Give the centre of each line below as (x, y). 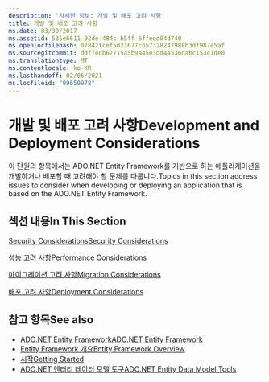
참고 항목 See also (51, 320)
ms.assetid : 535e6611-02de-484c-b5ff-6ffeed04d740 (95, 38)
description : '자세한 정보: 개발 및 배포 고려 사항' (87, 16)
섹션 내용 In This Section (67, 221)
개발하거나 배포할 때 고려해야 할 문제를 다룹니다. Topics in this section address (133, 176)
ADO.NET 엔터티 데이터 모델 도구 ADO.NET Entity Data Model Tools (128, 369)
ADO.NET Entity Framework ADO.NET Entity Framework (111, 339)
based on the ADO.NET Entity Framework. (78, 194)
